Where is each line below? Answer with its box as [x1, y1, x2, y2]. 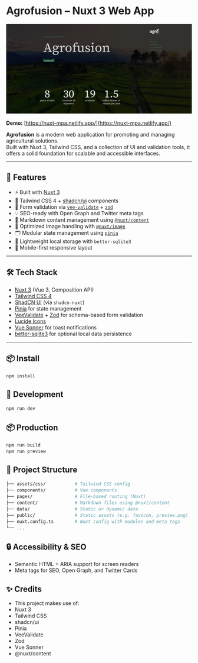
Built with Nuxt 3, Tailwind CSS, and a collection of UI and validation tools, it [6, 144, 190, 151]
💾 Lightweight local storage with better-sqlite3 [14, 238, 131, 245]
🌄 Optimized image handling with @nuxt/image [14, 222, 126, 229]
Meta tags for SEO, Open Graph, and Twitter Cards [14, 567, 138, 574]
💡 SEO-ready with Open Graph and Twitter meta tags [14, 209, 144, 216]
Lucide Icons [14, 318, 46, 325]
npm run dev [6, 406, 35, 412]
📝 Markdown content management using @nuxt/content [14, 216, 149, 223]
